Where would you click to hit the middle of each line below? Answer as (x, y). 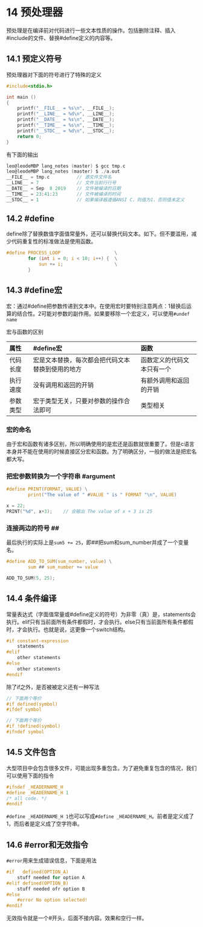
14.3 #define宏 (34, 291)
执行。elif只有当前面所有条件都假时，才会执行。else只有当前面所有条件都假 (100, 622)
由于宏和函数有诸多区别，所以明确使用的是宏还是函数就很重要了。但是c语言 (100, 444)
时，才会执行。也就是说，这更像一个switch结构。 (67, 629)
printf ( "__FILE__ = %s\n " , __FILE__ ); (66, 108)
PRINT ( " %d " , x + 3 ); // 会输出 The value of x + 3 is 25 (79, 511)
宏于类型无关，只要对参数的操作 (78, 400)
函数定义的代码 (162, 360)
